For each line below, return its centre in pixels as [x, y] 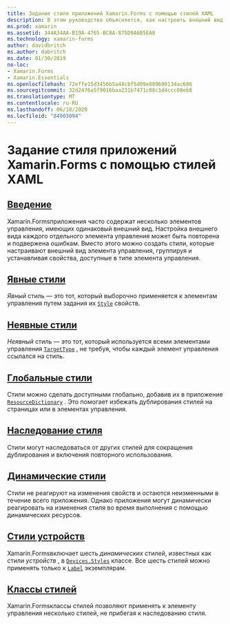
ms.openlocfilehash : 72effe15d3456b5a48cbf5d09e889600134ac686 [100, 84]
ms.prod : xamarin [32, 26]
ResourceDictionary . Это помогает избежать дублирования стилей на [110, 402]
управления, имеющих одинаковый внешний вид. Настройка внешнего [113, 229]
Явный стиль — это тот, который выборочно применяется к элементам [112, 296]
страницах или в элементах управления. [67, 409]
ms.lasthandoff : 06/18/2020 [48, 110]
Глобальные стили [50, 378]
